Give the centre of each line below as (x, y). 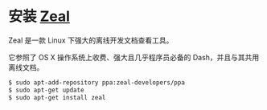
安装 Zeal (39, 16)
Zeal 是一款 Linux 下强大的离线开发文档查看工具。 (91, 40)
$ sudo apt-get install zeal (57, 97)
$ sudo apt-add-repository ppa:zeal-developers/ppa (97, 82)
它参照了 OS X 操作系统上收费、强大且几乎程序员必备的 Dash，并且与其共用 (134, 57)
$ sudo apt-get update (46, 90)
